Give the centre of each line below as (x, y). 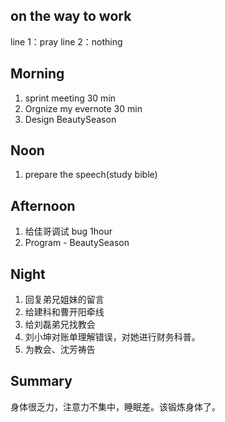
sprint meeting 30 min (70, 98)
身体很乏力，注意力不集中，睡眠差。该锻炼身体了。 (115, 406)
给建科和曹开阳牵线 (64, 312)
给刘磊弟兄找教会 (60, 325)
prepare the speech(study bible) (91, 175)
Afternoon (43, 205)
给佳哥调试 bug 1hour (68, 231)
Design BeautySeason (70, 119)
